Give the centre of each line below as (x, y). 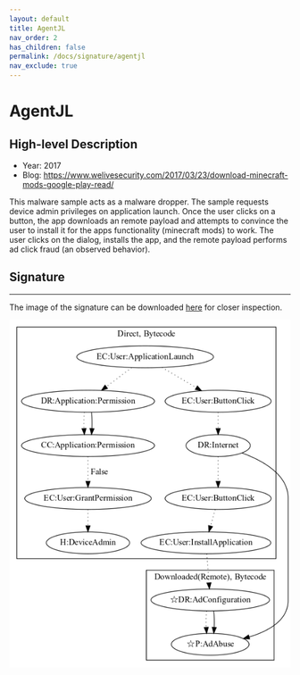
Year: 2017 (42, 166)
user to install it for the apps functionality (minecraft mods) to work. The (142, 230)
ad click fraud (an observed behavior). (80, 249)
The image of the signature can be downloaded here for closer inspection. (146, 307)
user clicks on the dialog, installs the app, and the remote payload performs (148, 240)
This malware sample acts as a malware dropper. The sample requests (139, 202)
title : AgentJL (37, 28)
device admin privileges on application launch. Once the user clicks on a (142, 211)
